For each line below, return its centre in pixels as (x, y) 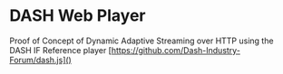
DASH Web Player (78, 16)
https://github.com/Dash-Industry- (176, 50)
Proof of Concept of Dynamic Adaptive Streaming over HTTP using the (141, 41)
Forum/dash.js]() (41, 60)
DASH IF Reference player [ (60, 50)
